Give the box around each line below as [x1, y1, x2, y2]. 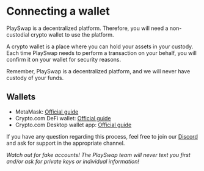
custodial [6, 31, 29, 38]
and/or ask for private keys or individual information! [6, 158, 139, 165]
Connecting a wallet [6, 4, 110, 18]
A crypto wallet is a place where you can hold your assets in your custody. [6, 43, 194, 50]
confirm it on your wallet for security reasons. [6, 56, 122, 63]
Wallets [6, 92, 35, 102]
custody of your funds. [6, 74, 64, 81]
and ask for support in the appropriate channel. [6, 139, 125, 147]
